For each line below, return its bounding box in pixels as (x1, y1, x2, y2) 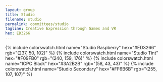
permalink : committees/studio (5, 21, 69, 27)
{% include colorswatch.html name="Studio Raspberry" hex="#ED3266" (5, 45, 156, 50)
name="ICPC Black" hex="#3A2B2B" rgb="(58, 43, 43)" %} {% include (5, 61, 154, 66)
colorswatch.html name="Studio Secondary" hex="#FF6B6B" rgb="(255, (5, 66, 157, 72)
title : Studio (5, 12, 35, 17)
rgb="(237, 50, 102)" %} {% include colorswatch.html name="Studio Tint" (5, 50, 158, 56)
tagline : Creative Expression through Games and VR (5, 26, 116, 31)
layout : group (5, 7, 35, 13)
